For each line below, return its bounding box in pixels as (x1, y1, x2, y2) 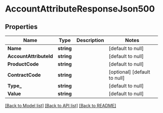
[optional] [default (109, 69, 150, 75)
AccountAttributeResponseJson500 (5, 3, 155, 14)
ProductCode (7, 61, 39, 67)
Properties (5, 23, 38, 31)
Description (76, 37, 104, 43)
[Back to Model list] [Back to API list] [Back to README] (5, 103, 116, 108)
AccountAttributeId (7, 53, 53, 59)
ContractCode (7, 71, 41, 78)
